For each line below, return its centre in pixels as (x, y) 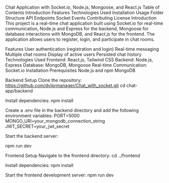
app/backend (19, 91)
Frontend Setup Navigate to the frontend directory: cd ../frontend (73, 156)
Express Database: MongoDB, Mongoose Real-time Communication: (76, 65)
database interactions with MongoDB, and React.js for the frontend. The (80, 34)
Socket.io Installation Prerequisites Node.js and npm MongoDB (70, 70)
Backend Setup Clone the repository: (44, 80)
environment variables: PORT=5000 (42, 116)
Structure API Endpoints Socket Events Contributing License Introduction (81, 18)
